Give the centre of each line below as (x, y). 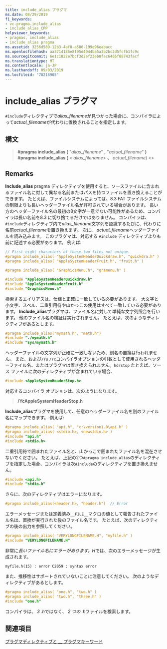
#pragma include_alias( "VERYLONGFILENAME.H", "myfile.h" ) (69, 536)
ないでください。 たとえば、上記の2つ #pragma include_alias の (70, 457)
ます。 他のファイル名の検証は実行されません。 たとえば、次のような (76, 317)
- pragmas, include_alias (32, 38)
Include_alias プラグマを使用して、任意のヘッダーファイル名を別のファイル (82, 411)
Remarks (19, 174)
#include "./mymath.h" (29, 338)
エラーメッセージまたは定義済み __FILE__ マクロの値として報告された (75, 514)
